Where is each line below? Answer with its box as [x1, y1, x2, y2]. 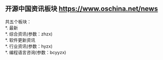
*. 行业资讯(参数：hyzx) [5, 43, 53, 49]
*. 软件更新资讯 [5, 37, 36, 43]
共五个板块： [5, 19, 31, 25]
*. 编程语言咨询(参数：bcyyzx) [5, 49, 66, 55]
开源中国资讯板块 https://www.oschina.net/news [5, 4, 158, 13]
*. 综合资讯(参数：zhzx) [5, 31, 53, 37]
